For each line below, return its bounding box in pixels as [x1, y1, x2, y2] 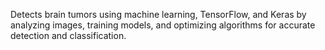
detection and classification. [10, 30, 127, 41]
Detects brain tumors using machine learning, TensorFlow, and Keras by [10, 9, 307, 20]
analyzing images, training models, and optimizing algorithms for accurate [10, 19, 316, 31]
